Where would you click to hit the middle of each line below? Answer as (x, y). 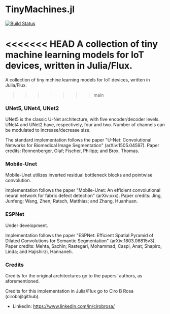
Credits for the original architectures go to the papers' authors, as (74, 276)
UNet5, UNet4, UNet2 (32, 108)
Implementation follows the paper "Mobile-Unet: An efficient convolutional (83, 190)
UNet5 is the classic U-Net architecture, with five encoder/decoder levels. (82, 119)
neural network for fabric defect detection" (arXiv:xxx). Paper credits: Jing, (84, 196)
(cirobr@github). (22, 297)
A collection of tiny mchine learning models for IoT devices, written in (78, 79)
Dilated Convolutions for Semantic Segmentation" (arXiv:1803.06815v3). (81, 241)
